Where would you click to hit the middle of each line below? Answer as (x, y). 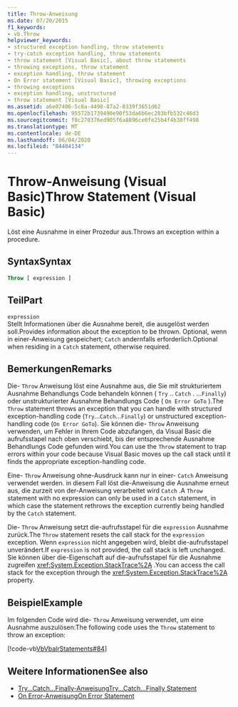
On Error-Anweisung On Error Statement (76, 696)
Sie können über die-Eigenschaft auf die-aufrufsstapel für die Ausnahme (114, 557)
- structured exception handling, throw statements (86, 47)
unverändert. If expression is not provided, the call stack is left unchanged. (116, 550)
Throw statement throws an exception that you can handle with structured (115, 409)
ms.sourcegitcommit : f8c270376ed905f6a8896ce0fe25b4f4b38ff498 (103, 120)
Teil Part (25, 300)
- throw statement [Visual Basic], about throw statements (97, 61)
